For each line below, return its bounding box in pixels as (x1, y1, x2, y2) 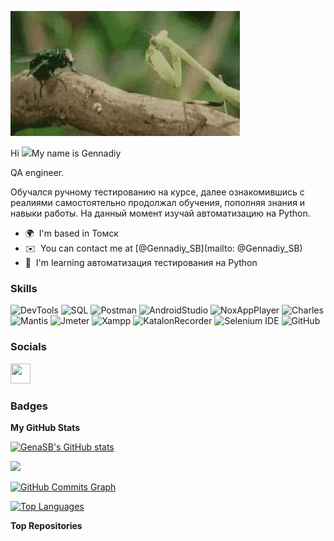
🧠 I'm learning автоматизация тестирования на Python (24, 257, 258, 268)
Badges (10, 399, 48, 413)
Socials (10, 340, 47, 354)
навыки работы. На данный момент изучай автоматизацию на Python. (10, 207, 311, 219)
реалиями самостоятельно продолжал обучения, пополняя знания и (10, 197, 306, 208)
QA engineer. (10, 167, 65, 178)
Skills (10, 281, 38, 295)
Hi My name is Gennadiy (10, 147, 122, 159)
